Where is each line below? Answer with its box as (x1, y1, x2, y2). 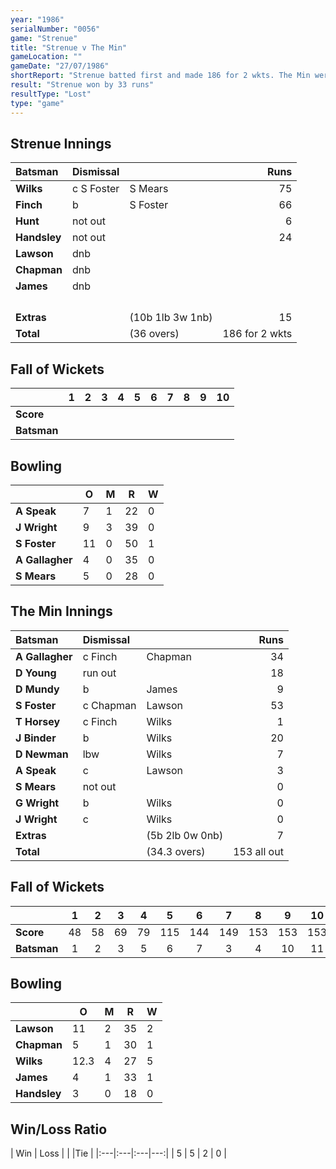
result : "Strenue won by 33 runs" (10, 80, 155, 90)
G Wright (15, 796, 60, 810)
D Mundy (15, 682, 60, 696)
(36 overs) (129, 327, 180, 341)
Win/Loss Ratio (10, 1121, 108, 1138)
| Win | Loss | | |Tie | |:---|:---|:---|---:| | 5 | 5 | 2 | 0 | (10, 1147, 227, 1160)
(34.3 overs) (146, 844, 206, 858)
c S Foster (72, 182, 120, 196)
